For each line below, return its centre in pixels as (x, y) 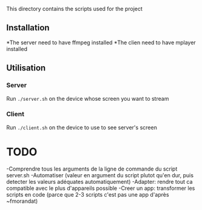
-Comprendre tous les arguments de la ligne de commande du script (92, 169)
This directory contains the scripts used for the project (74, 9)
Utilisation (26, 68)
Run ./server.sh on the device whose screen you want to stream (88, 98)
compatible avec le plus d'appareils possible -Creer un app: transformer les (101, 188)
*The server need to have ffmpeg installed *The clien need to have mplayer (101, 42)
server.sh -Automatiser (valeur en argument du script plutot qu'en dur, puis (100, 175)
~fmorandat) (22, 201)
